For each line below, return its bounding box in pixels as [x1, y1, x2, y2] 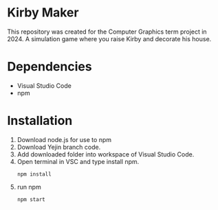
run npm [17, 183, 41, 191]
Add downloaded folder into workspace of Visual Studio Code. [17, 150, 195, 159]
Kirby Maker [7, 5, 79, 21]
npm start [17, 196, 46, 203]
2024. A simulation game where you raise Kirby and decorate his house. [7, 34, 212, 43]
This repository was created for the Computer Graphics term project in [7, 27, 208, 36]
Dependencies [7, 59, 92, 75]
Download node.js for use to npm [17, 135, 112, 143]
